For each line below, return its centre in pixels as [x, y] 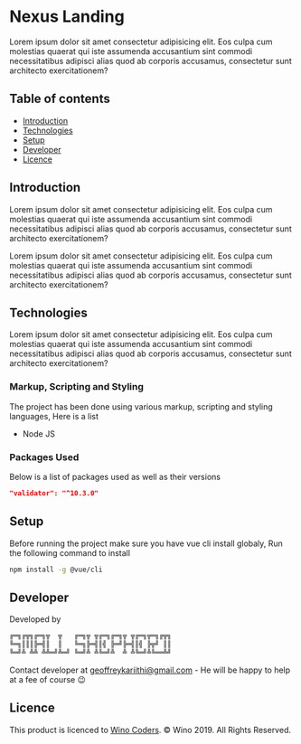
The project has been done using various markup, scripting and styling [141, 406]
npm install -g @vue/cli [56, 570]
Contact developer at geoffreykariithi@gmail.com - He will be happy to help [150, 670]
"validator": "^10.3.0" [54, 493]
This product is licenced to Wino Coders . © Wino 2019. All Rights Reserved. [150, 730]
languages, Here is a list [54, 416]
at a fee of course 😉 [47, 679]
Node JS [39, 433]
